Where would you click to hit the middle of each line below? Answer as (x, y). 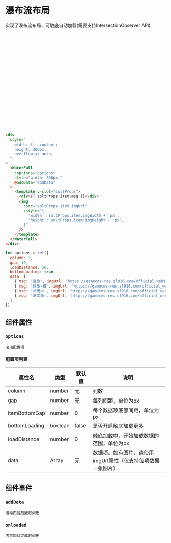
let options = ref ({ (27, 253)
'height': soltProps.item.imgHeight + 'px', (76, 220)
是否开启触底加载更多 (118, 426)
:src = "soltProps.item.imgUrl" (55, 206)
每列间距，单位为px (116, 401)
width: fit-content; (36, 145)
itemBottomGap (26, 413)
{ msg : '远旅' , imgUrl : (39, 281)
